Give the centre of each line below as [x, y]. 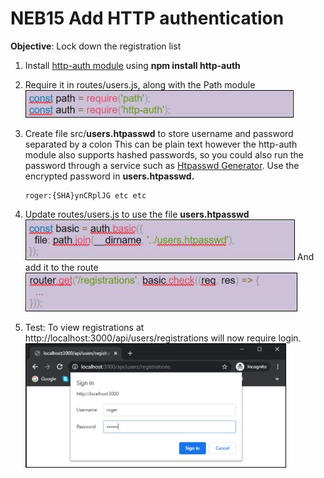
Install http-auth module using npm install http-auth [132, 65]
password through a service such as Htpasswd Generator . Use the [162, 165]
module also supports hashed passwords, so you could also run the [164, 154]
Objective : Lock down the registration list [96, 46]
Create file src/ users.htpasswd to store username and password [159, 133]
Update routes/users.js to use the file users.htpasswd [137, 214]
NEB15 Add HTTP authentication [147, 18]
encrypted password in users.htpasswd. [109, 176]
